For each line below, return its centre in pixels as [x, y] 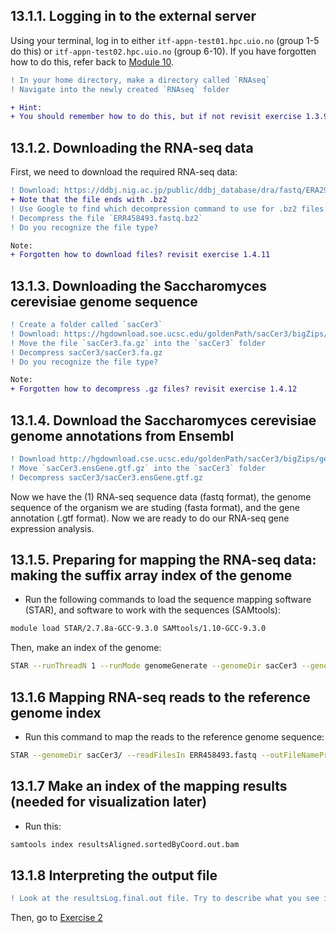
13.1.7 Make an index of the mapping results [149, 786]
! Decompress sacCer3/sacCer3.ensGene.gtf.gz [106, 477]
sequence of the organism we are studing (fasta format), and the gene [155, 507]
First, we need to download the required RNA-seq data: [124, 172]
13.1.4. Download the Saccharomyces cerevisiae [163, 420]
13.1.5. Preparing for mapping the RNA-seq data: [163, 560]
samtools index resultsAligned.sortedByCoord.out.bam [125, 844]
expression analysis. [52, 528]
